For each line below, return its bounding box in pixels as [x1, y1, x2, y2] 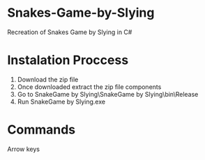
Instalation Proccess [7, 52, 129, 68]
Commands [7, 122, 76, 138]
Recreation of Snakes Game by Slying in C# [7, 28, 132, 36]
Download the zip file [17, 75, 79, 83]
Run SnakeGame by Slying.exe [17, 97, 106, 106]
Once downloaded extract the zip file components [17, 82, 162, 91]
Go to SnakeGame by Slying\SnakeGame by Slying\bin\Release [17, 90, 199, 98]
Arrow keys [7, 145, 40, 153]
